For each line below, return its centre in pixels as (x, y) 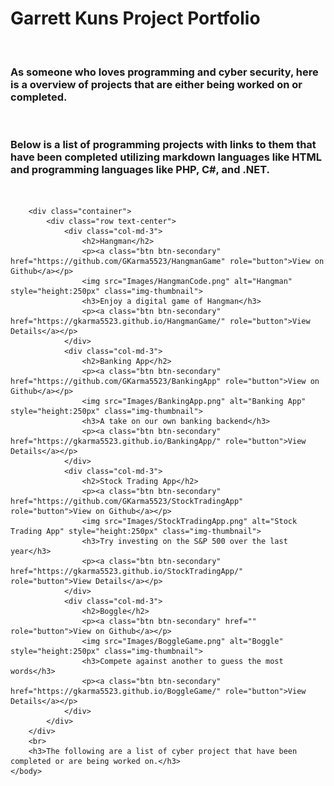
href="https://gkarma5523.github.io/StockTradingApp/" (127, 571)
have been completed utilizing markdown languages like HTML (166, 157)
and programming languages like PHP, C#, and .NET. (140, 170)
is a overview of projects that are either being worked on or (156, 84)
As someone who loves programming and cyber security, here (164, 72)
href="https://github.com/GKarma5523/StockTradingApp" (127, 501)
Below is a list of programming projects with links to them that (163, 145)
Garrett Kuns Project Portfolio (135, 18)
